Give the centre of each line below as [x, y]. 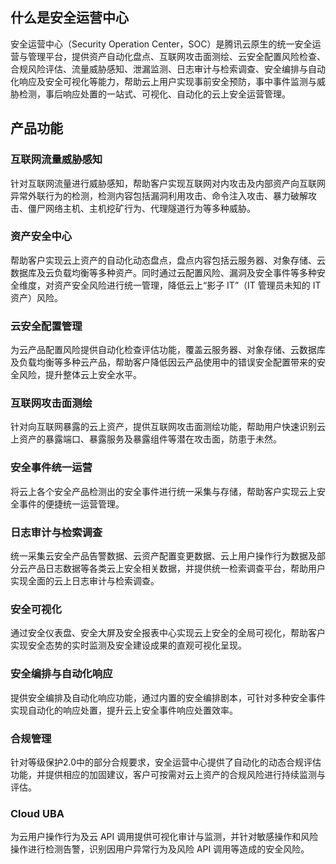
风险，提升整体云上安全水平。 [80, 375]
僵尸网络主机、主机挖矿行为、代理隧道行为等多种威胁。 [141, 208]
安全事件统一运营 [51, 468]
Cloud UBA [37, 813]
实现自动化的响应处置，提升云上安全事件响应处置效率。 [124, 710]
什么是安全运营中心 [69, 18]
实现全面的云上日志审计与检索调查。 [85, 580]
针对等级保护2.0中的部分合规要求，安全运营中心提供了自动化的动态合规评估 [166, 762]
